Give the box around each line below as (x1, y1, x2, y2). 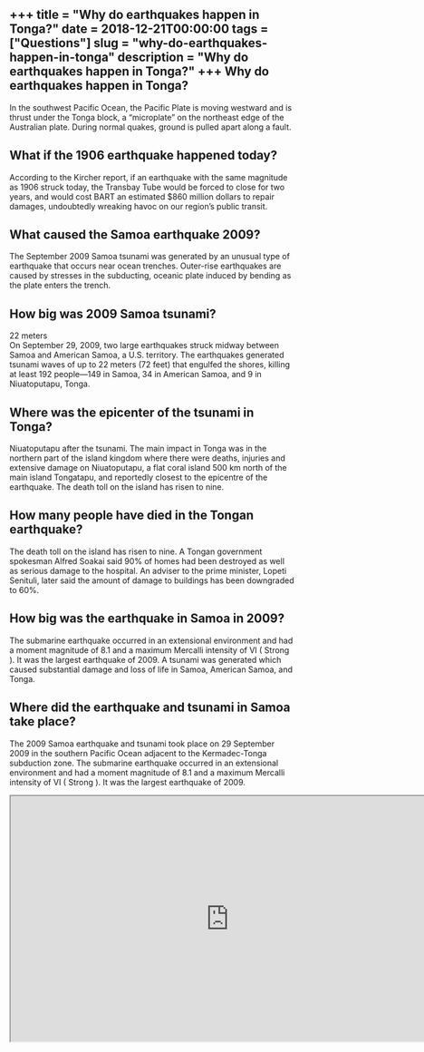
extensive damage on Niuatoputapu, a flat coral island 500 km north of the (9, 463, 287, 473)
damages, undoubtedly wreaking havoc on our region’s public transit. (9, 200, 268, 211)
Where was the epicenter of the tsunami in (9, 404, 255, 420)
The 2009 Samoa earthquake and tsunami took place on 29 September (9, 738, 275, 749)
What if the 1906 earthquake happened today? (9, 148, 278, 163)
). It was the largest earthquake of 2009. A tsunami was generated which (9, 654, 282, 665)
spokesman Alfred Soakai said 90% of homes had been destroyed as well (9, 555, 285, 566)
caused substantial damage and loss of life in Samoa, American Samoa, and (9, 664, 293, 675)
